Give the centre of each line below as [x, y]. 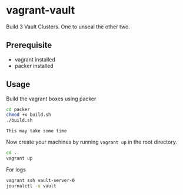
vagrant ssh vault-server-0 [41, 180]
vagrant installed [35, 59]
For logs [16, 170]
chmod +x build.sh [29, 115]
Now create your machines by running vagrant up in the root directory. [92, 142]
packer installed [34, 66]
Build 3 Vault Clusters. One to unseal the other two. [68, 27]
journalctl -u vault [31, 186]
